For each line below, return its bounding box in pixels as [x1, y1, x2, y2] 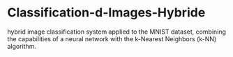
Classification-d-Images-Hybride [7, 5, 206, 21]
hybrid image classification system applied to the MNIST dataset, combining [7, 27, 227, 36]
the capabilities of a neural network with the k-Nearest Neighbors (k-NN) [7, 34, 217, 43]
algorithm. [7, 42, 37, 50]
